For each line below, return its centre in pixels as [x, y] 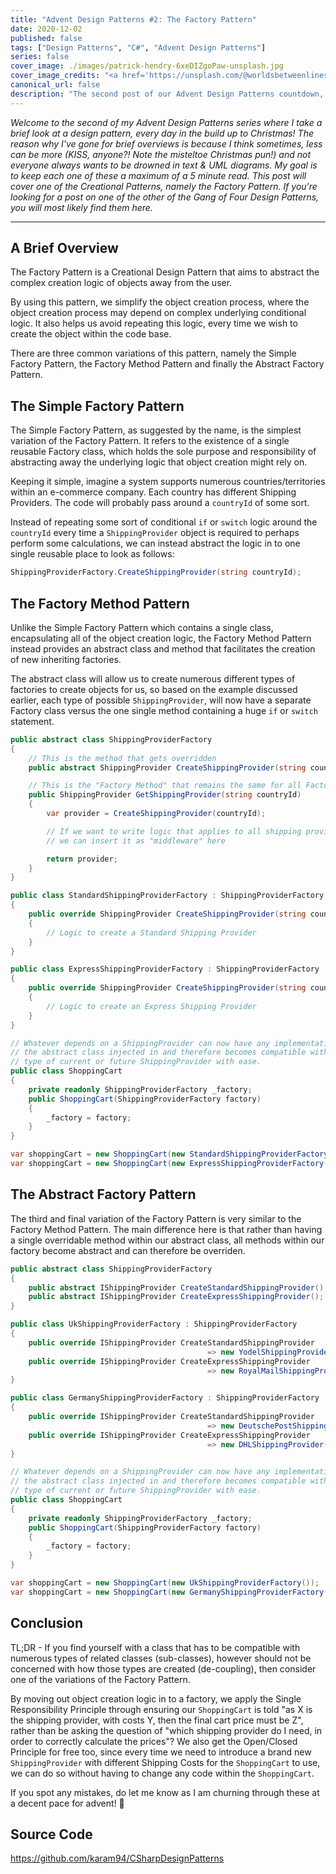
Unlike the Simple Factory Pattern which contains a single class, [142, 627]
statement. [32, 721]
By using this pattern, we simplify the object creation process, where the [160, 302]
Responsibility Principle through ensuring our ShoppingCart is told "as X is [161, 1709]
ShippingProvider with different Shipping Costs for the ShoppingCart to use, [165, 1762]
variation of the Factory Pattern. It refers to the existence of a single [150, 441]
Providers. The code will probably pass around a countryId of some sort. [160, 503]
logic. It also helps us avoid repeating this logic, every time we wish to [154, 323]
